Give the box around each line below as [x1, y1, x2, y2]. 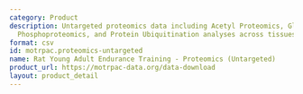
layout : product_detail [9, 72, 99, 81]
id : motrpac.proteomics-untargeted [9, 47, 143, 56]
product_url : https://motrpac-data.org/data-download [9, 64, 216, 73]
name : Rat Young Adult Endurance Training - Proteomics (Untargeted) [9, 55, 277, 64]
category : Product [9, 13, 78, 22]
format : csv [9, 38, 54, 47]
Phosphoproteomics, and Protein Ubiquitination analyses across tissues [17, 30, 297, 38]
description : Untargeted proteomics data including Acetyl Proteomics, [9, 21, 284, 30]
